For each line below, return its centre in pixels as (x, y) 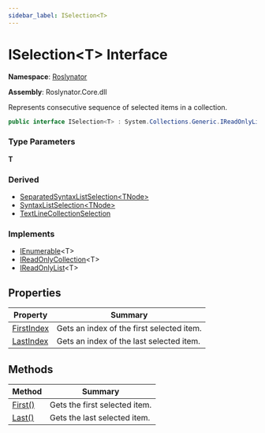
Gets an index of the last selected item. (129, 341)
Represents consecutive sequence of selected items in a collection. (118, 107)
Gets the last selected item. (100, 417)
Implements (32, 234)
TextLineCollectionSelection (65, 213)
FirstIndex (31, 329)
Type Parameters (42, 141)
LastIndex (30, 341)
